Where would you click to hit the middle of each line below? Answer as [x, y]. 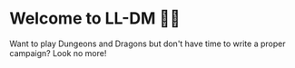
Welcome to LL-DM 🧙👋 [95, 19]
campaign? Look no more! [58, 53]
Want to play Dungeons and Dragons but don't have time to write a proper [147, 44]
